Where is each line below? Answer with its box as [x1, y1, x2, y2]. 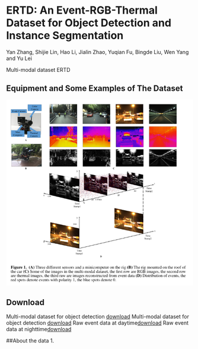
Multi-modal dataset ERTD [6, 66, 71, 73]
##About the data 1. [6, 337, 55, 344]
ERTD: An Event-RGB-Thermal [6, 4, 158, 17]
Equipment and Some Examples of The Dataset [6, 84, 183, 94]
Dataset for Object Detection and [6, 16, 172, 30]
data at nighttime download [6, 326, 72, 333]
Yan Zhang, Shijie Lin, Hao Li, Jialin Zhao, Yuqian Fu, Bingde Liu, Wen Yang [6, 48, 189, 55]
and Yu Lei [6, 55, 33, 62]
